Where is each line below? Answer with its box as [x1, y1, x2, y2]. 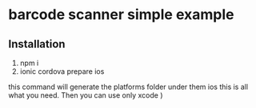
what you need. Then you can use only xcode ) [8, 91, 163, 100]
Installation [8, 37, 66, 51]
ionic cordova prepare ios [19, 67, 105, 76]
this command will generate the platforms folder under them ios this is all [8, 82, 249, 91]
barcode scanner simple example [8, 6, 234, 24]
